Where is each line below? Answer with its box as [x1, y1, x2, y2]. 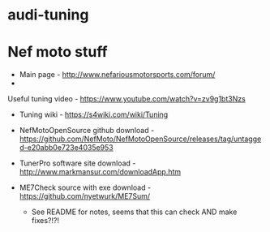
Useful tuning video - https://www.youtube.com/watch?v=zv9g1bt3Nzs [7, 94, 246, 104]
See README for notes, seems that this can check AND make [31, 207, 238, 217]
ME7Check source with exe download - [19, 183, 152, 192]
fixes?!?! [31, 216, 60, 226]
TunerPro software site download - [19, 158, 136, 168]
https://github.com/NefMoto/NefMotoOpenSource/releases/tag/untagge [19, 134, 262, 144]
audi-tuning [7, 6, 89, 24]
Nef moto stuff [7, 43, 108, 62]
